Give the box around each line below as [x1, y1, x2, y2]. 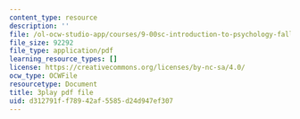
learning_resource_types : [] [9, 55, 118, 64]
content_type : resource [9, 13, 98, 22]
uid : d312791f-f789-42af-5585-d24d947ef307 [9, 96, 174, 106]
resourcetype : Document [9, 80, 98, 89]
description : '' [9, 21, 70, 30]
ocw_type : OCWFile [9, 72, 78, 81]
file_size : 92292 [9, 38, 74, 47]
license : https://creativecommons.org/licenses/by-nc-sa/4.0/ [9, 64, 246, 72]
